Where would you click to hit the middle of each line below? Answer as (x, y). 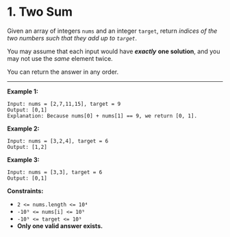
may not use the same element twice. (60, 58)
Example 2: (23, 128)
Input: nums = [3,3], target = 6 (55, 172)
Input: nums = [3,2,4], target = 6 (58, 141)
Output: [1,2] (27, 147)
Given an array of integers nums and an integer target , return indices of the (112, 31)
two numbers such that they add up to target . (72, 38)
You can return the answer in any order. (63, 72)
